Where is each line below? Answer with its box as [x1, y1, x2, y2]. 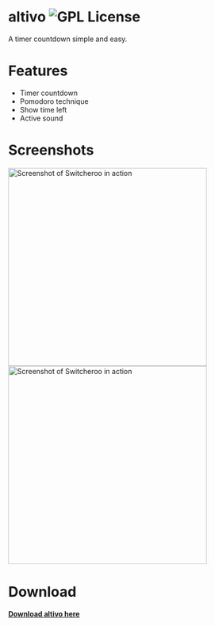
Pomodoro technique [19, 96, 89, 106]
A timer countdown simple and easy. [8, 34, 128, 44]
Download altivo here [8, 609, 80, 618]
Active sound [19, 113, 63, 123]
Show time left [19, 105, 67, 114]
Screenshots [8, 141, 94, 159]
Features [8, 62, 68, 80]
